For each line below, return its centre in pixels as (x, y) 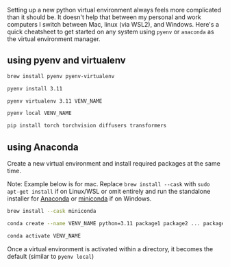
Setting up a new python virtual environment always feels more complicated (114, 10)
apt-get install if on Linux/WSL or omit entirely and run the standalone (109, 191)
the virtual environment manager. (54, 39)
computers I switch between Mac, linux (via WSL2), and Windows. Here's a (113, 24)
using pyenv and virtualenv (66, 61)
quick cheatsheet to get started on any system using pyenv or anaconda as (111, 31)
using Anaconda (43, 147)
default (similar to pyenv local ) (51, 256)
